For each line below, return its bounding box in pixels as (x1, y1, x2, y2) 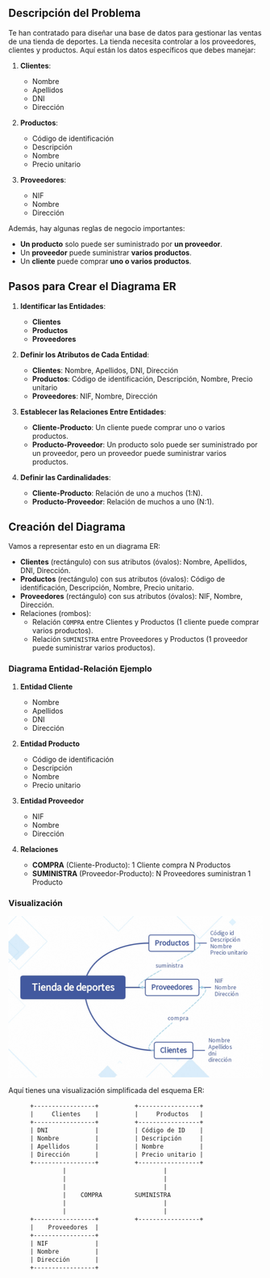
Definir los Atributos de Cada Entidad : (19, 349, 150, 359)
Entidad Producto (19, 739, 81, 749)
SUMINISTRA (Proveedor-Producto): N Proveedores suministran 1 (31, 868, 251, 878)
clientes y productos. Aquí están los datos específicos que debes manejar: (8, 44, 256, 55)
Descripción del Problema (8, 6, 141, 20)
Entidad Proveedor (19, 795, 85, 805)
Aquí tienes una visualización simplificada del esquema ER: (8, 1085, 205, 1095)
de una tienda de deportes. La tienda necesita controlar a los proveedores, (8, 36, 256, 46)
